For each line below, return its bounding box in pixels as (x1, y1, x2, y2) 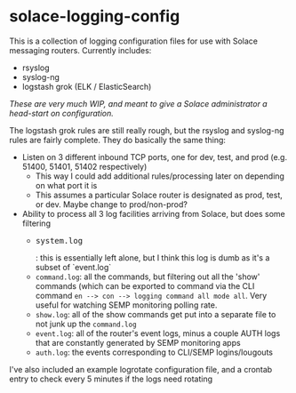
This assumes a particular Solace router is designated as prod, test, (35, 189, 283, 200)
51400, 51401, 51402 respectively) (21, 161, 148, 172)
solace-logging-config (9, 6, 180, 27)
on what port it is (35, 180, 98, 190)
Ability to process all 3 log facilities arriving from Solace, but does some (21, 208, 286, 219)
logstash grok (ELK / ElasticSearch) (21, 81, 152, 92)
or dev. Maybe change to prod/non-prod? (35, 198, 188, 210)
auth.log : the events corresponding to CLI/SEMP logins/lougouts (35, 347, 274, 357)
